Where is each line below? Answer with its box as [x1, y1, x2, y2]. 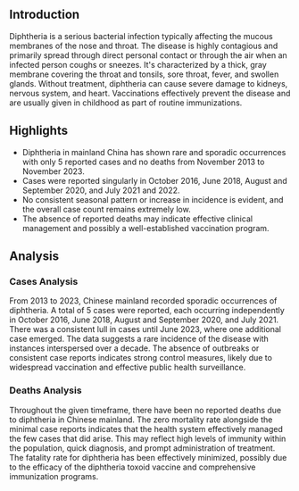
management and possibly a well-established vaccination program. [21, 222, 270, 233]
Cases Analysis [9, 275, 79, 287]
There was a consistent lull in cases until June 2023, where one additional [9, 324, 281, 335]
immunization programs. [9, 470, 99, 481]
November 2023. [21, 165, 85, 177]
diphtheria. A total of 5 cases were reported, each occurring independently [9, 305, 286, 316]
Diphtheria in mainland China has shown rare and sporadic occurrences [21, 146, 287, 157]
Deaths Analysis [9, 384, 82, 396]
